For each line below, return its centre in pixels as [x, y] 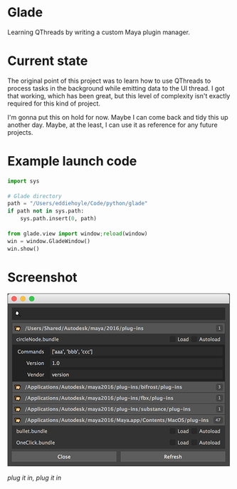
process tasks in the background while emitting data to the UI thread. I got [116, 88]
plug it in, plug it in [35, 478]
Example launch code [72, 161]
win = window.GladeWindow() [49, 241]
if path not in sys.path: [46, 211]
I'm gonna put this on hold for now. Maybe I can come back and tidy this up [118, 117]
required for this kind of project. [54, 103]
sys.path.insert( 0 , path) [59, 219]
